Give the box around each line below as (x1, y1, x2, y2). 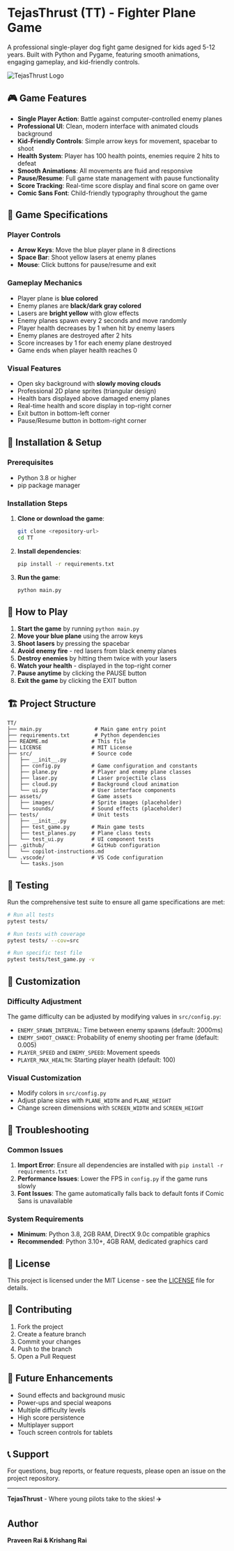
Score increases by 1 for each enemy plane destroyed (17, 338, 172, 347)
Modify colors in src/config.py (17, 1089, 107, 1097)
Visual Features (7, 363, 61, 373)
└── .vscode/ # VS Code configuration (7, 854, 164, 861)
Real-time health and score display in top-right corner (17, 402, 172, 410)
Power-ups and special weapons (17, 1398, 111, 1406)
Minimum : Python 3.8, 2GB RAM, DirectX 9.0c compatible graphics (17, 1230, 210, 1239)
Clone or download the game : (17, 514, 104, 523)
